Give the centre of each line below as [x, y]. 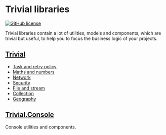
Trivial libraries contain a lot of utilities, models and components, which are [83, 33]
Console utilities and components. [41, 127]
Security [21, 82]
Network [22, 77]
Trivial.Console [30, 115]
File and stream [29, 88]
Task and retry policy [34, 66]
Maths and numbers [33, 72]
